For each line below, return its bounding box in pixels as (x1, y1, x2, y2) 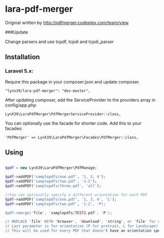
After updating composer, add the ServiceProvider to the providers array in (5, 97, 156, 103)
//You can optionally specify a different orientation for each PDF (5, 192, 147, 197)
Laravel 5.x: (5, 68, 34, 75)
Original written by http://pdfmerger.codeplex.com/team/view (5, 20, 129, 26)
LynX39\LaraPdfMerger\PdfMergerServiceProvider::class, (5, 111, 121, 116)
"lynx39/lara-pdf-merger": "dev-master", (5, 88, 91, 93)
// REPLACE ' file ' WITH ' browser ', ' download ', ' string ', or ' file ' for (5, 219, 156, 224)
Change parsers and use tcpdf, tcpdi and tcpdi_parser (5, 38, 114, 45)
